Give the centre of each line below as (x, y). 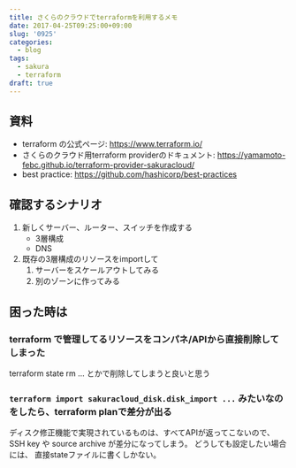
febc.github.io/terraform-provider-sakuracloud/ (108, 165)
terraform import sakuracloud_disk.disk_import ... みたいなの (146, 398)
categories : (31, 42)
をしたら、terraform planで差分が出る (91, 411)
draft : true (31, 83)
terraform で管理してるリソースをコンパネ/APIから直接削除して (144, 339)
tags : (19, 58)
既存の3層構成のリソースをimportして (90, 259)
